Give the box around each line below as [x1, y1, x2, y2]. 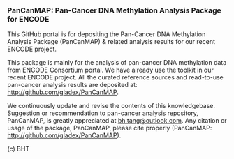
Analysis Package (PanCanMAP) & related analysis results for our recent [7, 38, 215, 46]
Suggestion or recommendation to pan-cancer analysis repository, [7, 109, 199, 117]
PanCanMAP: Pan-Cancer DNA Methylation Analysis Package [7, 6, 221, 15]
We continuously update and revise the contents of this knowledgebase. [7, 102, 215, 110]
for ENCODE [7, 14, 50, 24]
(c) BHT [7, 145, 30, 153]
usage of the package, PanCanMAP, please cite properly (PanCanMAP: [7, 124, 212, 132]
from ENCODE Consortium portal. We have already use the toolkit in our [7, 66, 214, 75]
